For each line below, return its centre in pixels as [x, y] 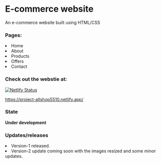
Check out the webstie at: [36, 79]
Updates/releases [27, 135]
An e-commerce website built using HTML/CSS [53, 22]
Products [20, 56]
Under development [26, 123]
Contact [19, 66]
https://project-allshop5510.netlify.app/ [44, 99]
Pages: [13, 35]
